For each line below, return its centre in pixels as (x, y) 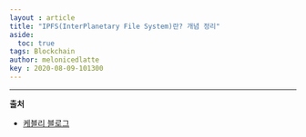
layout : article (42, 18)
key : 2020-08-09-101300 (56, 69)
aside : (22, 34)
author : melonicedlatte (55, 60)
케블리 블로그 (46, 122)
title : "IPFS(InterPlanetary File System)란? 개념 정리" (115, 26)
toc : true (36, 43)
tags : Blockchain (42, 52)
